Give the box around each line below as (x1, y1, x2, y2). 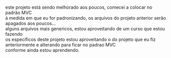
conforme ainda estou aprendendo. (5, 47, 80, 53)
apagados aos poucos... (5, 20, 56, 26)
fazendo (5, 31, 23, 37)
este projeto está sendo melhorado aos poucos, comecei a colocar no (5, 5, 153, 10)
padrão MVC (5, 10, 32, 16)
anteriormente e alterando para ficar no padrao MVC (5, 42, 116, 47)
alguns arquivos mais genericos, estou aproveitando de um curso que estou (5, 26, 165, 32)
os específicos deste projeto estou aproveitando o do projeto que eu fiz (5, 36, 156, 42)
